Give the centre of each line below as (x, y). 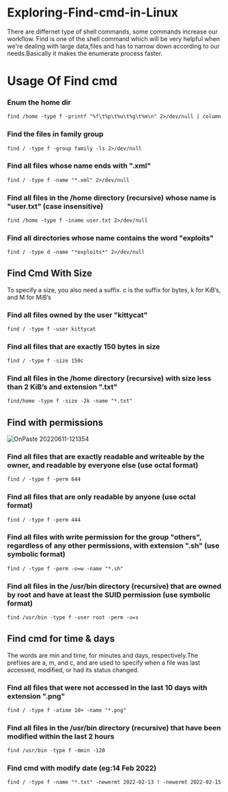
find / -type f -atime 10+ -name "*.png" (67, 710)
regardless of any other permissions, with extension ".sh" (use (113, 546)
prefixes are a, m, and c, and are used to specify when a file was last (103, 663)
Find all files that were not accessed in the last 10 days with (107, 687)
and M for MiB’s (29, 297)
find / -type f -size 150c (45, 361)
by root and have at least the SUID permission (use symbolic (109, 595)
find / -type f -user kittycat (52, 329)
